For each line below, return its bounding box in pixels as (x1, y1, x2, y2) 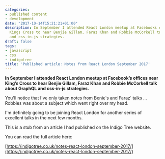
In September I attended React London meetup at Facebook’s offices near (5, 75, 159, 81)
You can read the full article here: (5, 134, 73, 140)
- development (5, 16, 34, 21)
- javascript (5, 48, 32, 53)
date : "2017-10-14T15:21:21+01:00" (5, 21, 78, 26)
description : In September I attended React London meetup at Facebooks (5, 25, 157, 30)
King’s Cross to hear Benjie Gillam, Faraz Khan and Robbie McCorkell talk (5, 80, 157, 86)
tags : (5, 44, 16, 48)
